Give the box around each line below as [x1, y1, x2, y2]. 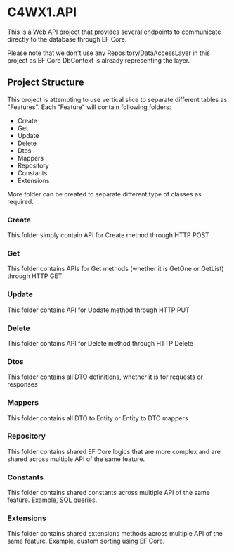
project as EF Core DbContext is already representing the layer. [7, 56, 190, 64]
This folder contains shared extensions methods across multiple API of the [7, 529, 223, 538]
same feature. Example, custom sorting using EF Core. [7, 537, 165, 546]
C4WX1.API [7, 4, 77, 20]
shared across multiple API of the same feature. [7, 455, 145, 463]
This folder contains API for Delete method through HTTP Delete [7, 339, 194, 347]
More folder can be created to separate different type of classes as [7, 189, 202, 198]
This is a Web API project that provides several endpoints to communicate [7, 27, 221, 36]
